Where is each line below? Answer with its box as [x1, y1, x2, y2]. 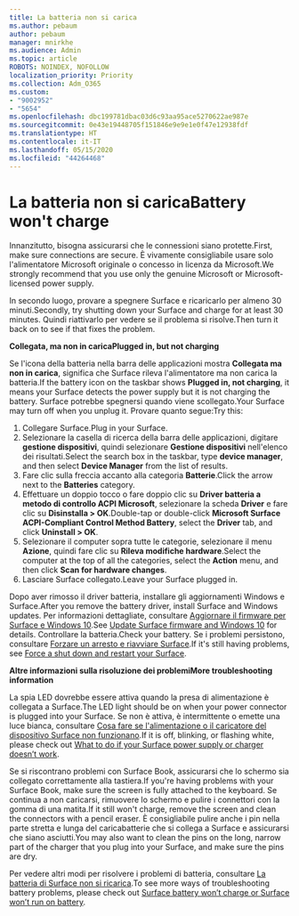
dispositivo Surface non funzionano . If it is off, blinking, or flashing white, [9, 730, 274, 741]
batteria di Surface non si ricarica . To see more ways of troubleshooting [9, 878, 270, 888]
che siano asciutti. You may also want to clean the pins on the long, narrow [9, 832, 281, 843]
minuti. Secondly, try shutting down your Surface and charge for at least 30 [9, 304, 284, 316]
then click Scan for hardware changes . [21, 564, 167, 575]
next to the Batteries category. [21, 480, 135, 490]
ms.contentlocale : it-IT [9, 137, 101, 146]
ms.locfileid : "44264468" [9, 153, 105, 163]
